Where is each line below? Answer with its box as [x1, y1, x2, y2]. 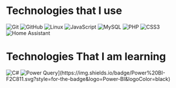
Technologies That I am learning [6, 50, 166, 64]
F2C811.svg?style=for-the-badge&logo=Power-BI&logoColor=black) [6, 75, 171, 82]
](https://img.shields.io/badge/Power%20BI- [57, 69, 165, 76]
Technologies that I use [6, 4, 122, 17]
